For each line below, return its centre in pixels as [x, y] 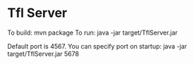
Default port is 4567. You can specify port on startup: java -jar [97, 46]
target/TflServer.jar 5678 [43, 54]
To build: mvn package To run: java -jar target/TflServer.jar [92, 32]
